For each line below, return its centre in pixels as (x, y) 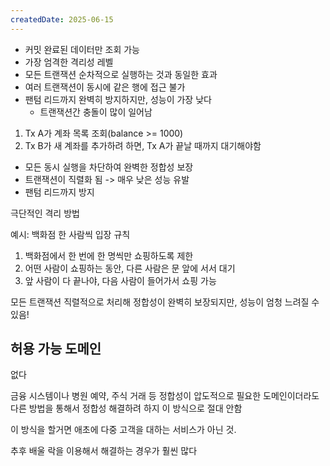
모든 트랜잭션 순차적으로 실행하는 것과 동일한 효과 (121, 74)
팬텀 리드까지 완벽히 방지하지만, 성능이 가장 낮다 (118, 99)
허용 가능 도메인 (56, 349)
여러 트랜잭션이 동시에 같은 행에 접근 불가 (105, 87)
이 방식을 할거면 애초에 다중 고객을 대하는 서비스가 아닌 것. (123, 430)
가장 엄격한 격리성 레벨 (69, 62)
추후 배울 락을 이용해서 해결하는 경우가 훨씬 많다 (104, 451)
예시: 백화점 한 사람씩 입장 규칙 (70, 234)
